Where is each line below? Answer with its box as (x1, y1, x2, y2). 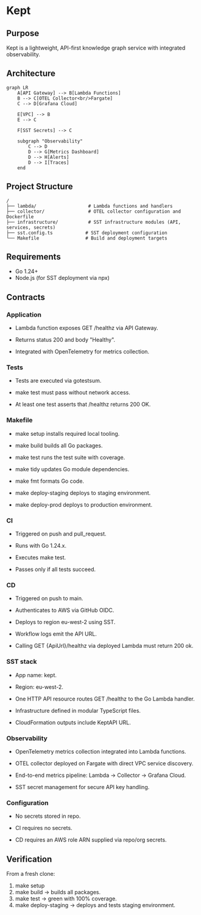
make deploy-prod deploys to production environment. (15, 501, 153, 508)
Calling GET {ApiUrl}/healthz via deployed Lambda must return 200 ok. (15, 642, 194, 650)
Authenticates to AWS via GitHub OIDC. (15, 606, 115, 614)
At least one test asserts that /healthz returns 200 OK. (15, 401, 151, 408)
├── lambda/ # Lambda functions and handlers (6, 203, 173, 209)
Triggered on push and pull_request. (15, 530, 107, 538)
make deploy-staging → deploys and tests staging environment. (15, 902, 175, 909)
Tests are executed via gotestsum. (15, 377, 102, 384)
